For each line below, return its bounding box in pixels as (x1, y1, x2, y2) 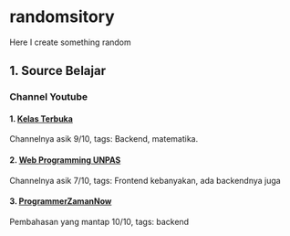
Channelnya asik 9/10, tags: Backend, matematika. (9, 134, 199, 145)
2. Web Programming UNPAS (9, 155, 121, 166)
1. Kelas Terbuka (9, 113, 73, 124)
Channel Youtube (9, 91, 88, 103)
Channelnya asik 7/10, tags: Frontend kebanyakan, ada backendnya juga (9, 175, 281, 186)
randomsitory (9, 6, 116, 27)
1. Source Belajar (9, 63, 107, 79)
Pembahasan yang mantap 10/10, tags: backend (9, 216, 190, 227)
